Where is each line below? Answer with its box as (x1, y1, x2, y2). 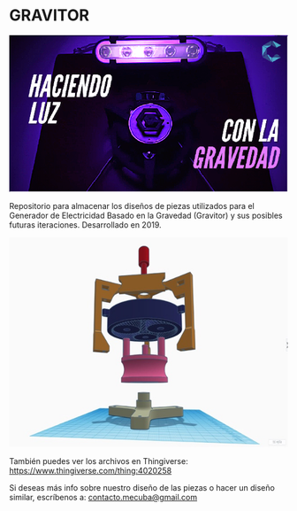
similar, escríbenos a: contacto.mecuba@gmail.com (9, 492, 197, 502)
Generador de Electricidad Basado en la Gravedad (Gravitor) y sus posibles (9, 210, 283, 221)
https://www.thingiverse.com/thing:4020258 (9, 465, 172, 476)
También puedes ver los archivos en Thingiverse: (9, 455, 188, 466)
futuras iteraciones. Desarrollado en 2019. (9, 220, 162, 230)
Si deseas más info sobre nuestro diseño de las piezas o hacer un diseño (9, 482, 276, 492)
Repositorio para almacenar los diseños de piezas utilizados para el (9, 201, 255, 212)
